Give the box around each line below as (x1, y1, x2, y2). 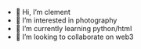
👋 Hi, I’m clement (15, 8, 70, 16)
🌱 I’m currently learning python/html (15, 24, 132, 33)
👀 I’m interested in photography (15, 16, 117, 25)
